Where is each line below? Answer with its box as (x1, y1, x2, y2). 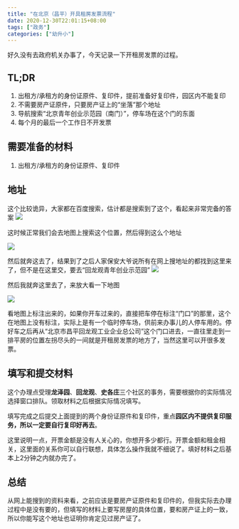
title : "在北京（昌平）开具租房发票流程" (7, 10, 116, 18)
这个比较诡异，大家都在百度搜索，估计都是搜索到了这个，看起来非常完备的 (7, 204, 225, 213)
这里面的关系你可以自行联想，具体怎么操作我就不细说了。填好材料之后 (19, 444, 225, 453)
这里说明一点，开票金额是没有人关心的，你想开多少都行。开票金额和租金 (7, 435, 219, 444)
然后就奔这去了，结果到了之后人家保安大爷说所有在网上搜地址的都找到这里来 (7, 257, 232, 265)
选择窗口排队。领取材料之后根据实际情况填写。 (7, 396, 144, 405)
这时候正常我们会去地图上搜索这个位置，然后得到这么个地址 (7, 228, 182, 237)
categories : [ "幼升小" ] (7, 30, 75, 38)
